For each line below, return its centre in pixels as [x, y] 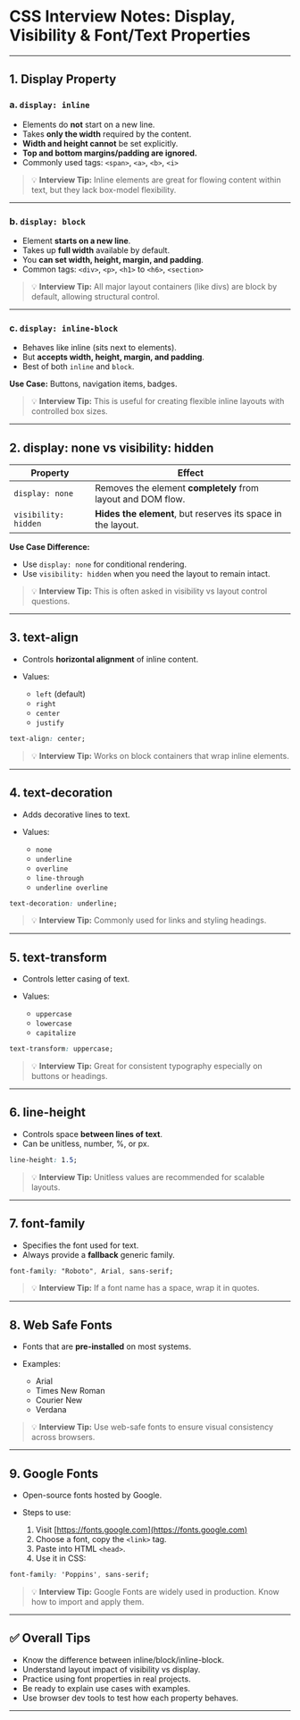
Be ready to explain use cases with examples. [106, 1688]
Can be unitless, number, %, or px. [86, 1143]
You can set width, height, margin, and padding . [112, 259]
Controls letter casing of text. [76, 979]
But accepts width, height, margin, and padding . [113, 357]
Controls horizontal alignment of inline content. [110, 659]
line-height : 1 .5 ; [43, 1159]
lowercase [54, 1024]
